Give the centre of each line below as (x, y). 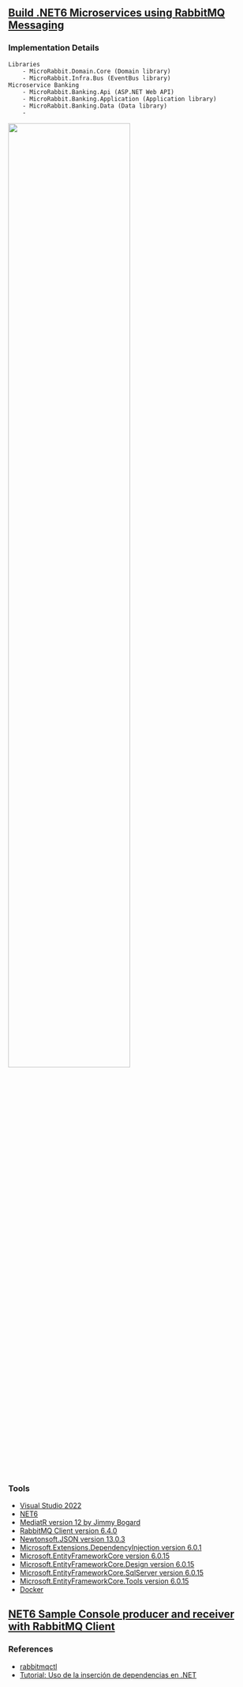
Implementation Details (54, 48)
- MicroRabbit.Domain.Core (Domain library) (97, 71)
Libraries (24, 64)
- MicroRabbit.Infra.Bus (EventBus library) (97, 78)
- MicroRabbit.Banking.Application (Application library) (120, 99)
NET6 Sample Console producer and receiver (121, 1615)
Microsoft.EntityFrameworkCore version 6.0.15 (95, 1556)
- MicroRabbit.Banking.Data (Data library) (95, 106)
